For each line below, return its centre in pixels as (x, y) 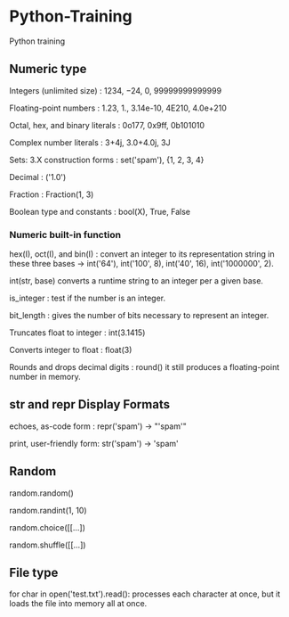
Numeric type (48, 69)
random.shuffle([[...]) (48, 545)
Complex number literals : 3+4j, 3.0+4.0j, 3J (90, 142)
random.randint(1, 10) (48, 510)
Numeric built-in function (65, 234)
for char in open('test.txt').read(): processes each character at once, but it (145, 594)
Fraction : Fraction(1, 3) (52, 194)
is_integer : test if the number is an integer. (88, 298)
